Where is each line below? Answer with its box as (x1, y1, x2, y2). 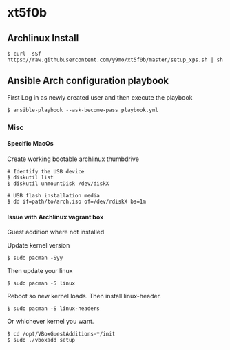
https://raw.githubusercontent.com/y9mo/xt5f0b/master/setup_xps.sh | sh (7, 56, 224, 63)
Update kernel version (7, 241, 70, 250)
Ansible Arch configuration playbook (7, 75, 169, 87)
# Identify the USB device (7, 168, 85, 175)
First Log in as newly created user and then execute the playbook (7, 93, 193, 101)
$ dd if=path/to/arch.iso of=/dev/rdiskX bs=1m (7, 198, 147, 205)
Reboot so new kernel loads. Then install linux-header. (7, 292, 162, 300)
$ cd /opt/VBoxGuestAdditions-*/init (7, 331, 116, 338)
